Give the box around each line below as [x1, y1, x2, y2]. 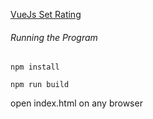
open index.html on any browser [10, 97, 143, 109]
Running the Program [10, 31, 98, 43]
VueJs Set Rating [10, 9, 82, 20]
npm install [10, 62, 60, 73]
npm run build [10, 80, 70, 90]
